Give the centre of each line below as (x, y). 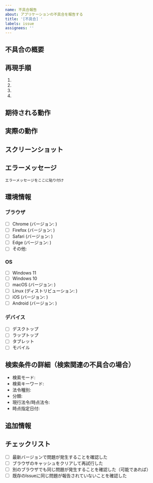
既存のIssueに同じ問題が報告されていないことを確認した (70, 476)
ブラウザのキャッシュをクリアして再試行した (58, 463)
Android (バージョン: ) (35, 303)
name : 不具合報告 (21, 10)
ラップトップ (25, 335)
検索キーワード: (28, 384)
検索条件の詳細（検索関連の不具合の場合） (70, 365)
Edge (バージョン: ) (32, 243)
